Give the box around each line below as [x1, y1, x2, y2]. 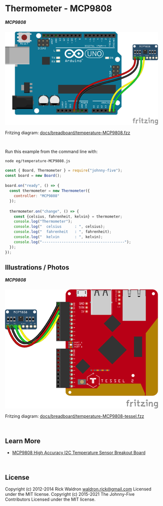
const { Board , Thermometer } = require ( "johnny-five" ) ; [5, 168, 123, 173]
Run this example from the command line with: [5, 149, 98, 154]
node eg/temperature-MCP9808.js [5, 158, 70, 163]
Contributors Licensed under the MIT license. [5, 496, 96, 503]
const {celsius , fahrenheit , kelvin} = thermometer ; [14, 214, 123, 219]
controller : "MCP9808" [14, 194, 60, 199]
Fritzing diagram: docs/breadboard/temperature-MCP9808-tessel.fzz [5, 413, 145, 419]
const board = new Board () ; [5, 173, 62, 178]
